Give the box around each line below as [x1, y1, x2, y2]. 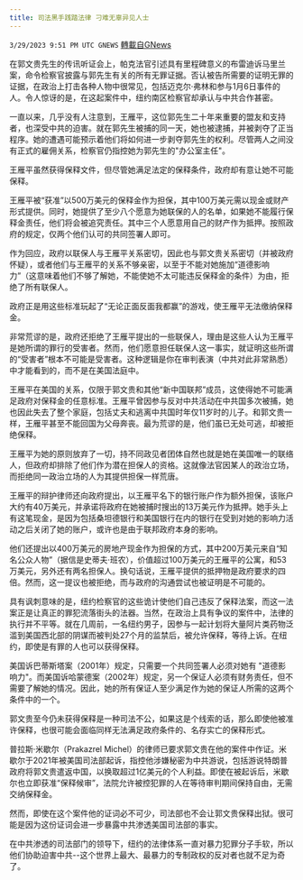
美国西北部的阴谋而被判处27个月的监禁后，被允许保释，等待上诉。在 [24, 629, 280, 640]
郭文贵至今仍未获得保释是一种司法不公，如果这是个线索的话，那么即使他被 [9, 713, 286, 724]
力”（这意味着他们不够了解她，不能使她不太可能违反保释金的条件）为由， [9, 270, 282, 280]
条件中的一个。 [9, 693, 65, 704]
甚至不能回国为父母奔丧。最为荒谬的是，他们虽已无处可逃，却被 [48, 417, 286, 428]
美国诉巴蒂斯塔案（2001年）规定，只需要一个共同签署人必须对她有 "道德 [9, 660, 279, 671]
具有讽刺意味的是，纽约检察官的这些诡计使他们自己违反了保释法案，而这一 [9, 596, 286, 607]
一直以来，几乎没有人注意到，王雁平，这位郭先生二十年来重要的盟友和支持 [9, 111, 286, 122]
